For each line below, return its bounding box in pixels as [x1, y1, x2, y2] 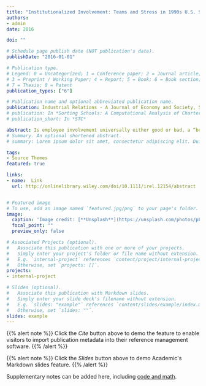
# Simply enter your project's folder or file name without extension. [6, 251, 199, 257]
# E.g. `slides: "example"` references [6, 301, 114, 308]
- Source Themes [6, 155, 48, 161]
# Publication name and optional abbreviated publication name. [6, 99, 174, 105]
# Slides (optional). [6, 284, 62, 291]
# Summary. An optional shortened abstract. [6, 132, 122, 138]
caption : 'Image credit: [12, 217, 75, 223]
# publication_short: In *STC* [6, 116, 86, 122]
